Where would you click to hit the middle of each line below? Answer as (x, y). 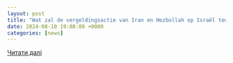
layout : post (26, 13)
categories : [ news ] (35, 33)
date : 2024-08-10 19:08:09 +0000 (55, 26)
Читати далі (25, 53)
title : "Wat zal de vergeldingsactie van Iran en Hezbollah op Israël (111, 20)
